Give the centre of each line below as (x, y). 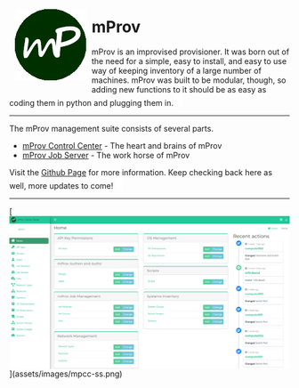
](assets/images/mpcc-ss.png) (66, 374)
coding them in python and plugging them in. (91, 102)
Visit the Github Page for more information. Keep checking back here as (141, 172)
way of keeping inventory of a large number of (177, 70)
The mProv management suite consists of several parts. (111, 128)
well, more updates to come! (61, 185)
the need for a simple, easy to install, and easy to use (190, 61)
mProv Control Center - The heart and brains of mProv (122, 145)
